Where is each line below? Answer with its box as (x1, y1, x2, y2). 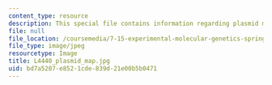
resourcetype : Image (8, 49, 79, 57)
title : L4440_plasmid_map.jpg (8, 57, 111, 66)
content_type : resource (8, 11, 89, 20)
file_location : (8, 34, 60, 43)
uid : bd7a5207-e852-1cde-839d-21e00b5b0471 (8, 65, 158, 73)
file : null (8, 27, 45, 35)
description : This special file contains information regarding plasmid (8, 19, 259, 28)
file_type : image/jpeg (8, 42, 85, 50)
